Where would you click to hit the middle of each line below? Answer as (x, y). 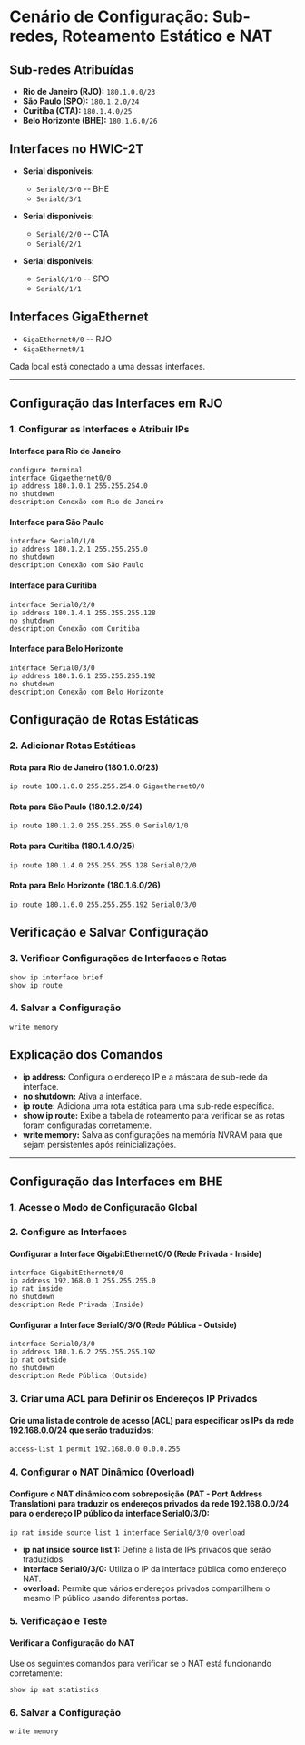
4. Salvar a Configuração (65, 1008)
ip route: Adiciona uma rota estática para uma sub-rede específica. (148, 1106)
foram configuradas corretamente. (87, 1125)
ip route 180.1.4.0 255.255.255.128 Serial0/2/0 (103, 865)
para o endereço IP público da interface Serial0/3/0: (110, 1513)
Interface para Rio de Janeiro (65, 451)
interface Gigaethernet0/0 (60, 478)
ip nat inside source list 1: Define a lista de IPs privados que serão (147, 1549)
